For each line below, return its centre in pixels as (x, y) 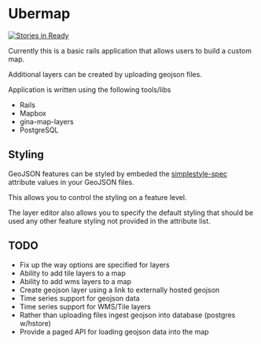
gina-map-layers (46, 121)
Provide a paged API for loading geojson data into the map (114, 331)
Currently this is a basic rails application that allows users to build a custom (130, 50)
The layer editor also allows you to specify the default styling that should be (131, 213)
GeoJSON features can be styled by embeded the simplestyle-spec (118, 173)
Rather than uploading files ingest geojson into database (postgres (127, 315)
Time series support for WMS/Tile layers (85, 306)
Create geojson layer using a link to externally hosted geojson (119, 290)
